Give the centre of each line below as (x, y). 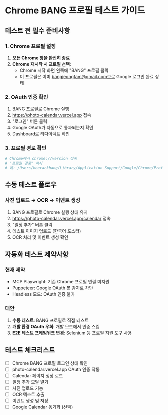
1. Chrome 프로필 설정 (31, 46)
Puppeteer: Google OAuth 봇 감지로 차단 (53, 288)
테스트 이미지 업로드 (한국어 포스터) (47, 231)
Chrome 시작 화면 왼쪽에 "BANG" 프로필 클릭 (64, 70)
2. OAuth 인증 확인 (27, 97)
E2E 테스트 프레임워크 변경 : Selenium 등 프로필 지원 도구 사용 (72, 333)
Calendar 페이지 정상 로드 (38, 375)
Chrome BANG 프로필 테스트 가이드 (75, 10)
